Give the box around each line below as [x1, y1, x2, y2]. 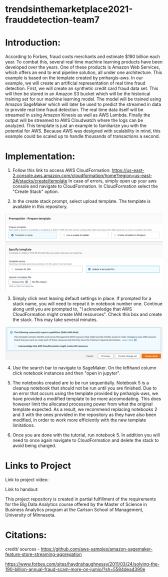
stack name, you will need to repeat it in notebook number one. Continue [12, 300, 162, 306]
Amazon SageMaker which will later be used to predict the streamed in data [5, 101, 161, 107]
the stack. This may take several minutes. [12, 316, 98, 322]
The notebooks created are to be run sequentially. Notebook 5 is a [12, 380, 149, 386]
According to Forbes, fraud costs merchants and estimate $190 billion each [5, 53, 160, 59]
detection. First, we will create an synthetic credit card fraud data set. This [5, 85, 158, 91]
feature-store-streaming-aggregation [5, 551, 82, 557]
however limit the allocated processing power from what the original [12, 401, 153, 407]
